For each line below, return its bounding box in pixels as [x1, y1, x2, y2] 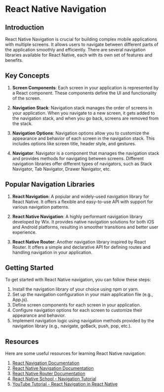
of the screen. [12, 95, 41, 101]
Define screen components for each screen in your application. [12, 302, 141, 308]
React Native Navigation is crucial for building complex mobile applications [5, 36, 157, 42]
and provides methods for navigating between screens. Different [12, 155, 144, 161]
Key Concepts [5, 72, 49, 80]
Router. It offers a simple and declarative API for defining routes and [12, 244, 151, 250]
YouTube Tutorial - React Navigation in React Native [12, 381, 118, 387]
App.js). [12, 297, 29, 303]
